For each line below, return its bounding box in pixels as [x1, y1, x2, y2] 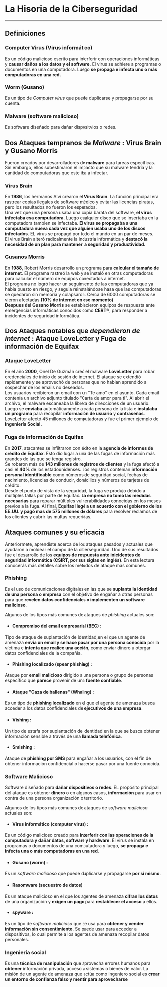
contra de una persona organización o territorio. [5, 795, 103, 801]
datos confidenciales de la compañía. [5, 650, 82, 656]
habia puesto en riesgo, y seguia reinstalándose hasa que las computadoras [5, 286, 162, 292]
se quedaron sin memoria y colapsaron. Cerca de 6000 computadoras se [5, 291, 156, 297]
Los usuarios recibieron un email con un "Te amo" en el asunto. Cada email [5, 390, 159, 396]
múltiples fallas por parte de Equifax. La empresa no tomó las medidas [5, 493, 151, 498]
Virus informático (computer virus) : [12, 821, 89, 827]
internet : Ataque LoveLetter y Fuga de [5, 334, 127, 343]
